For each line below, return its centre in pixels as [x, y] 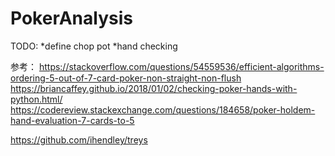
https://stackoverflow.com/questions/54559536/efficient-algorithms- [181, 66]
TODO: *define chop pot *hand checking [94, 46]
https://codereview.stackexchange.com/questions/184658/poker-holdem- [163, 109]
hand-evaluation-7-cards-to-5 [72, 120]
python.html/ [36, 99]
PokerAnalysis [71, 18]
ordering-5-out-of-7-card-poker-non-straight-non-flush [126, 78]
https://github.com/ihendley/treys [79, 139]
